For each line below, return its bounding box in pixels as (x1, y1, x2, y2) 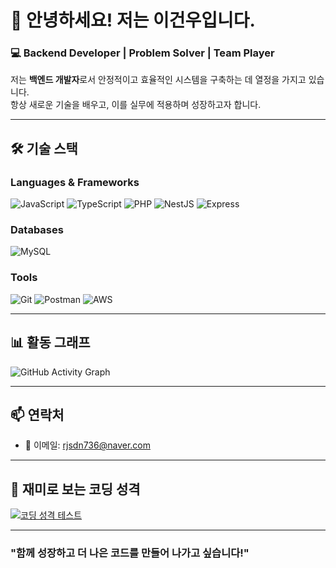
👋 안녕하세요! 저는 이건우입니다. (10, 9, 256, 32)
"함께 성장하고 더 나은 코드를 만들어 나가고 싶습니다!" (10, 546, 250, 560)
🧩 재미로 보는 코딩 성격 (10, 481, 141, 498)
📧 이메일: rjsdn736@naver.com (24, 439, 151, 451)
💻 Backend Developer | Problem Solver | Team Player (10, 46, 275, 60)
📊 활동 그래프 (10, 334, 91, 351)
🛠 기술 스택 (10, 140, 78, 157)
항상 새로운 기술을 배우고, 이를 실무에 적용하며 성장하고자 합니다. (10, 99, 262, 111)
